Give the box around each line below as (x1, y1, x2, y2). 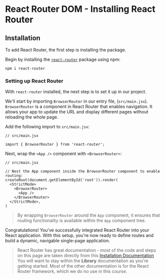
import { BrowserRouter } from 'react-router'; (5, 142, 105, 147)
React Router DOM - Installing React (5, 3, 156, 15)
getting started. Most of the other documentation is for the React (17, 263, 149, 269)
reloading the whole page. (5, 114, 58, 120)
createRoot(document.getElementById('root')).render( (5, 177, 119, 183)
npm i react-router (5, 66, 45, 71)
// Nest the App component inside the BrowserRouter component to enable (5, 169, 161, 174)
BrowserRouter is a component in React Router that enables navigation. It (5, 104, 153, 110)
